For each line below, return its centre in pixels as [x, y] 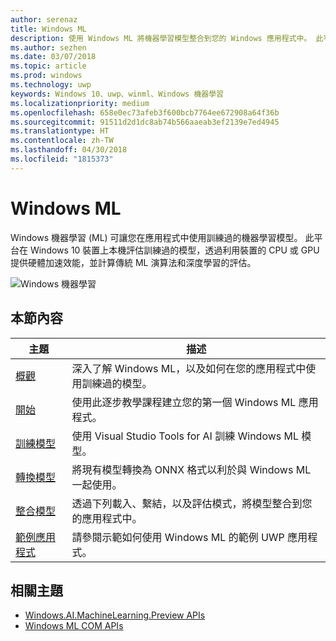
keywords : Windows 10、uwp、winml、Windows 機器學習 [117, 94]
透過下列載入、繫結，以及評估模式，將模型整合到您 [192, 503]
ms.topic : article [48, 66]
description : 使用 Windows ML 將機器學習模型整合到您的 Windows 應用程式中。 [161, 38]
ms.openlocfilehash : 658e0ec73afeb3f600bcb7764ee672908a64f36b [145, 112]
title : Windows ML [48, 29]
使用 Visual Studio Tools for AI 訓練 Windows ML [185, 436]
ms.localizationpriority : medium [80, 103]
